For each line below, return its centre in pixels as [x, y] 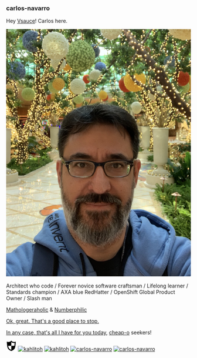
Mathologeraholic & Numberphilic [47, 310]
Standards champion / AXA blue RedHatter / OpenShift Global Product [91, 292]
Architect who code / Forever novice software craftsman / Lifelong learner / [97, 286]
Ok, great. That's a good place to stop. [53, 321]
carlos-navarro [28, 8]
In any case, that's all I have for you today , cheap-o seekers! [79, 333]
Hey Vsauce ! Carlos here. [37, 21]
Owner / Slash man [29, 299]
